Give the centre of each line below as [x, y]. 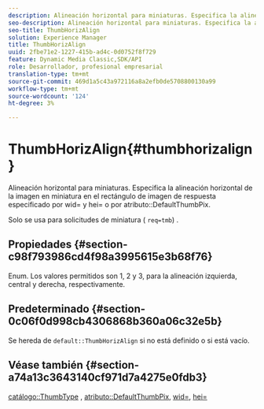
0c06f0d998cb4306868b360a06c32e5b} [115, 321]
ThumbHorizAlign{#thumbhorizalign [130, 149]
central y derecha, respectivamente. [67, 284]
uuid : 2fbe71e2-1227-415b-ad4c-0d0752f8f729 [82, 52]
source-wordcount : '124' [49, 96]
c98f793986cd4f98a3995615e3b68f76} [110, 257]
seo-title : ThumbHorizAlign [54, 30]
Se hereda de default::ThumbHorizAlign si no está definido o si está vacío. [129, 340]
